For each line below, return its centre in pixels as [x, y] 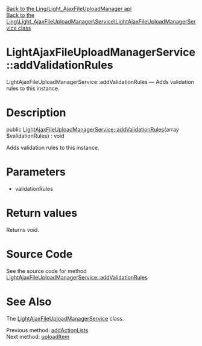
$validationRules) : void [35, 136]
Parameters [36, 172]
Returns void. [23, 229]
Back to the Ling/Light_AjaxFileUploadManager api [69, 9]
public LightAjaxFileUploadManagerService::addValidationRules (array [93, 129]
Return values [42, 213]
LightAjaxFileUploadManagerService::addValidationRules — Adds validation [100, 82]
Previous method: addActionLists [47, 330]
